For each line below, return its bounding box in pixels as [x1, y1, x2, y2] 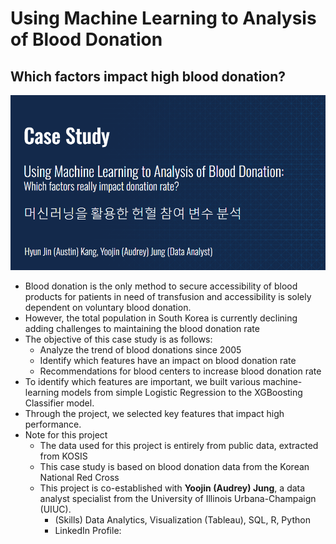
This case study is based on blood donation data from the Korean [39, 461, 310, 473]
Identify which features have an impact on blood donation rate [39, 355, 297, 367]
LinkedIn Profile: [54, 525, 122, 537]
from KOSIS [39, 450, 88, 462]
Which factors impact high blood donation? [10, 68, 287, 85]
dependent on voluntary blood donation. [24, 302, 192, 314]
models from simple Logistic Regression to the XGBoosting [61, 387, 303, 399]
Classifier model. [24, 397, 95, 409]
